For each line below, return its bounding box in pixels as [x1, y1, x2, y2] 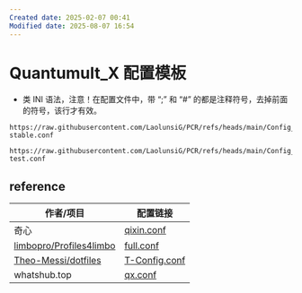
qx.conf [124, 269, 157, 281]
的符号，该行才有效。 [22, 105, 102, 116]
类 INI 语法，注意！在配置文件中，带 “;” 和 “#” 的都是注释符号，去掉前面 [22, 94, 289, 105]
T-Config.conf [124, 254, 186, 267]
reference [9, 178, 66, 194]
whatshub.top [13, 269, 72, 281]
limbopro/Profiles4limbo [13, 239, 116, 252]
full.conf [124, 239, 160, 252]
